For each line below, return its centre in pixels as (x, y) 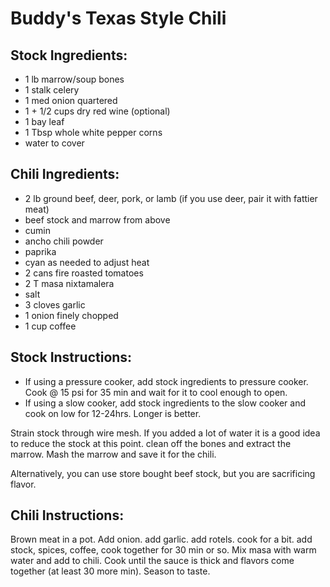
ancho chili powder (64, 241)
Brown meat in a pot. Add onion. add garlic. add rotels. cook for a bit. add (161, 539)
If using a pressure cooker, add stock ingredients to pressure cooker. (166, 381)
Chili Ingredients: (65, 174)
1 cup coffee (50, 326)
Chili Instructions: (67, 515)
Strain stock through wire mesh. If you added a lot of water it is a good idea (165, 433)
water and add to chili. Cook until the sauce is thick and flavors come (152, 561)
